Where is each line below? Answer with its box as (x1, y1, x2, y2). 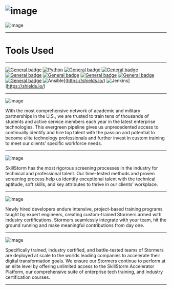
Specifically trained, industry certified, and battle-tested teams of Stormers (5, 246, 164, 253)
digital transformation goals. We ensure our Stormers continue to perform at (5, 258, 166, 264)
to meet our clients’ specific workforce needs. (5, 140, 102, 146)
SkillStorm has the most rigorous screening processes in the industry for (5, 164, 158, 171)
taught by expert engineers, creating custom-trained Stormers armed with (5, 211, 162, 217)
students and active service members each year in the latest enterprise (5, 118, 156, 125)
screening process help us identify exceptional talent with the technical (5, 176, 156, 182)
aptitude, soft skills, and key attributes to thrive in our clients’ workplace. (5, 181, 158, 187)
